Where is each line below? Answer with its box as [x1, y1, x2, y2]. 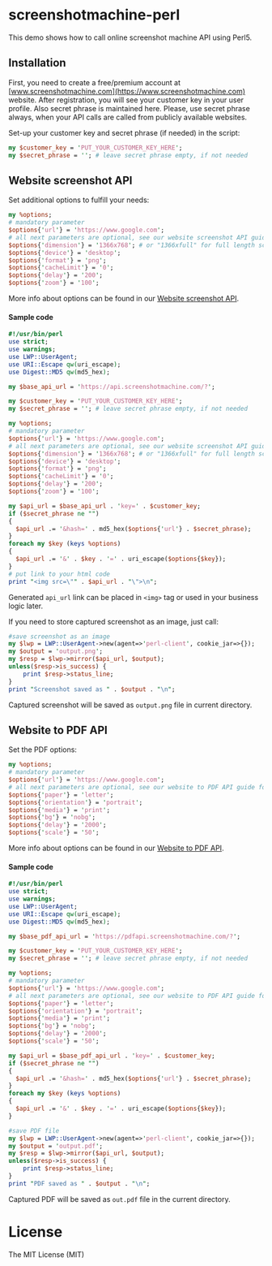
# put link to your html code [8, 570, 111, 578]
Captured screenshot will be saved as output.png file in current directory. [8, 700, 253, 710]
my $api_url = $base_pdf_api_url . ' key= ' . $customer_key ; [8, 1052, 216, 1060]
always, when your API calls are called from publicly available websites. [8, 112, 248, 122]
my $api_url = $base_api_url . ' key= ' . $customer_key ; [8, 502, 201, 510]
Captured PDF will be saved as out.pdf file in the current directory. [8, 1194, 231, 1203]
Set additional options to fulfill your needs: [8, 195, 150, 205]
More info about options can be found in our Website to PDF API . [8, 843, 224, 853]
